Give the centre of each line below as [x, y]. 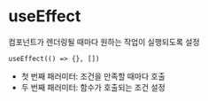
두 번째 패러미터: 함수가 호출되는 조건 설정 [93, 87]
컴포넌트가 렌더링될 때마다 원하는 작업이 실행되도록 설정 [104, 42]
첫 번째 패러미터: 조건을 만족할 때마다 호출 [93, 76]
